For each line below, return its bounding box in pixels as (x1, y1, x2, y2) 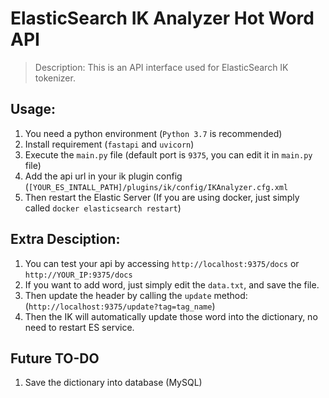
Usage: (10, 101, 57, 118)
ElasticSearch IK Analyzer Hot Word (10, 7, 315, 30)
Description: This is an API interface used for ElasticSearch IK (34, 61, 289, 73)
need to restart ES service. (24, 321, 135, 333)
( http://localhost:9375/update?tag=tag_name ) (24, 300, 216, 312)
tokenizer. (34, 72, 76, 84)
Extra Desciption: (10, 231, 121, 248)
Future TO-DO (10, 350, 100, 367)
